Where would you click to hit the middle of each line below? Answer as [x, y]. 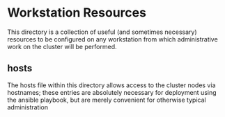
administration [28, 107]
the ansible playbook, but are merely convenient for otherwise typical [107, 100]
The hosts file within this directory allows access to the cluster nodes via [111, 85]
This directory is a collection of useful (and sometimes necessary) [102, 32]
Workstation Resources [77, 13]
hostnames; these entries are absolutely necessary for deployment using [112, 92]
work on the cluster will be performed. [62, 46]
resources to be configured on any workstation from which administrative [113, 39]
